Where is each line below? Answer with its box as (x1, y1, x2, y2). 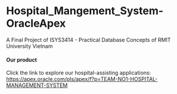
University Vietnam (6, 43, 53, 50)
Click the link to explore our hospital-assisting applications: (6, 69, 151, 76)
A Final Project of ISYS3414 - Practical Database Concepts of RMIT (6, 36, 171, 43)
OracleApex (6, 17, 66, 30)
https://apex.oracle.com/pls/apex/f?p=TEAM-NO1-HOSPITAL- (6, 76, 158, 83)
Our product (6, 56, 38, 63)
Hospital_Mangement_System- (6, 4, 164, 18)
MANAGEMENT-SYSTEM (6, 82, 68, 89)
